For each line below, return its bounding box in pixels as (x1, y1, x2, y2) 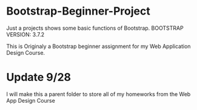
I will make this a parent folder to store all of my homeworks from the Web (6, 90, 191, 98)
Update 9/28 (6, 70, 72, 84)
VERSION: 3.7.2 (6, 30, 44, 38)
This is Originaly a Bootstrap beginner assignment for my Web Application (6, 43, 191, 50)
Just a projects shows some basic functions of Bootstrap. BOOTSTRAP (6, 24, 184, 32)
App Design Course (6, 97, 56, 104)
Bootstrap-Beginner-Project (6, 4, 150, 18)
